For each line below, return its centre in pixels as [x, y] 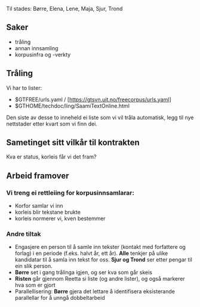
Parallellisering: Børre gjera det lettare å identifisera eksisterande [95, 291]
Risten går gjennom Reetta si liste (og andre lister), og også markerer [100, 279]
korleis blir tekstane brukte [47, 212]
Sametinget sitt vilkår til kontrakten [73, 143]
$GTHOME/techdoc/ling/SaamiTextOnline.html [72, 106]
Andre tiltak [24, 234]
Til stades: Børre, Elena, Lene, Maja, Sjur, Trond [64, 9]
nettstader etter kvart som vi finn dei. [52, 124]
